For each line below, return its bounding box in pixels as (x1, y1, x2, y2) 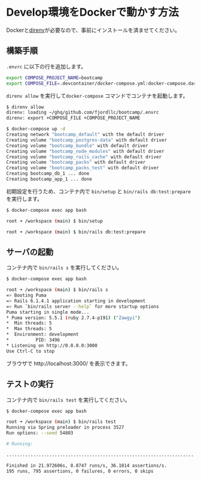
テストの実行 (6, 379, 54, 389)
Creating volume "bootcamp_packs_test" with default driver (6, 165, 160, 171)
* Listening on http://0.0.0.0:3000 (6, 343, 98, 349)
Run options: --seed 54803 (6, 430, 74, 436)
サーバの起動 (6, 247, 54, 257)
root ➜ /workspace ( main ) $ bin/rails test (6, 419, 117, 425)
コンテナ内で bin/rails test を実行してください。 (6, 396, 130, 403)
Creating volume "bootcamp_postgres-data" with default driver (6, 137, 167, 143)
